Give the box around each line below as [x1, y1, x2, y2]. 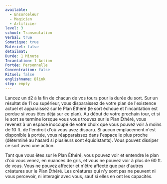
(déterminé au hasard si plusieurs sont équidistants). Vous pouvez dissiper [5, 137, 159, 143]
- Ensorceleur [9, 12, 39, 17]
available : [5, 7, 28, 12]
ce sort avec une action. [5, 142, 55, 148]
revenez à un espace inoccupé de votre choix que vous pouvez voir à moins [5, 121, 162, 127]
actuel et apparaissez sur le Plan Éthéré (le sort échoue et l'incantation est [5, 105, 158, 111]
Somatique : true [5, 40, 39, 45]
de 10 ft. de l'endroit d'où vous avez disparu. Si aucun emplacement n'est [5, 126, 156, 132]
